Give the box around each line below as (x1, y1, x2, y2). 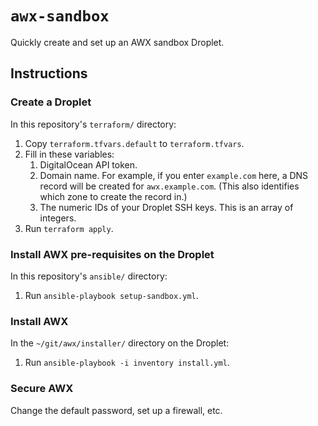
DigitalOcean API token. (39, 158, 138, 171)
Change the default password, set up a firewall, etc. (10, 404, 223, 416)
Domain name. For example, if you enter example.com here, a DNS (39, 169, 309, 181)
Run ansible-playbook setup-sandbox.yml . (24, 289, 199, 301)
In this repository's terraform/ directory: (10, 118, 177, 130)
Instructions (10, 65, 88, 82)
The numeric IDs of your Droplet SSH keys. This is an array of (39, 201, 294, 213)
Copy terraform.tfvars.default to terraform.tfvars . (24, 137, 245, 149)
